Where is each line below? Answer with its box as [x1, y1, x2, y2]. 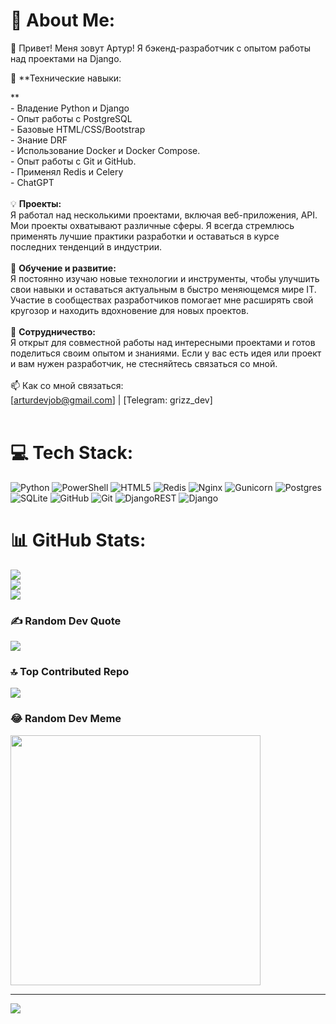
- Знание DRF [10, 134, 68, 146]
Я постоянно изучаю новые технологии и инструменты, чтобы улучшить [10, 272, 320, 284]
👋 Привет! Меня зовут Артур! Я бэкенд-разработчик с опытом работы [10, 42, 312, 54]
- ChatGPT [10, 176, 55, 188]
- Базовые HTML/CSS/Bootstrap [10, 123, 146, 135]
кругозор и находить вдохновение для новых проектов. [10, 304, 249, 316]
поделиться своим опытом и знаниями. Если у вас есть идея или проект [10, 347, 322, 359]
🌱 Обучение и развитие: [10, 262, 117, 274]
